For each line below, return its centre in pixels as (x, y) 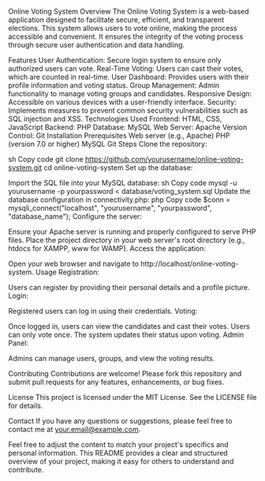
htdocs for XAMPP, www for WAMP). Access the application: (107, 248)
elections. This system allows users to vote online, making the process (123, 28)
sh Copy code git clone (46, 159)
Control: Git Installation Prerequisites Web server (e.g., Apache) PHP (119, 136)
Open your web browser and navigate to (74, 264)
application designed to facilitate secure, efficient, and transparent (116, 20)
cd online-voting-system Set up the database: (118, 168)
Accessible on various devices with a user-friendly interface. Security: (122, 102)
